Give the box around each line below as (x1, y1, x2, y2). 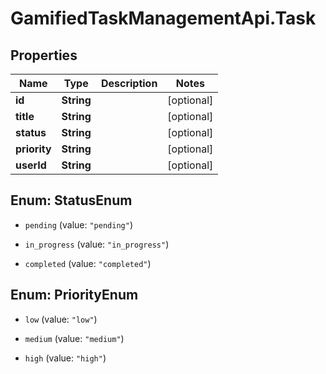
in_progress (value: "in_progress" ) (24, 238, 170, 250)
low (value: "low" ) (24, 313, 98, 325)
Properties (10, 47, 78, 64)
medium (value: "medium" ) (24, 332, 125, 344)
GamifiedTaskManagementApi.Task (10, 7, 317, 30)
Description (100, 77, 158, 90)
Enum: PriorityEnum (10, 287, 139, 304)
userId (15, 158, 47, 172)
